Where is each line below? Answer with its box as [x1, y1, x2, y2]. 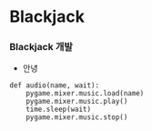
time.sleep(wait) [25, 105, 92, 115]
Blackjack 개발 [9, 41, 73, 54]
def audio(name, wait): [9, 81, 100, 90]
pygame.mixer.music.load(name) [25, 89, 145, 98]
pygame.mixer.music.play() [25, 97, 128, 106]
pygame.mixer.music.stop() [25, 113, 128, 122]
